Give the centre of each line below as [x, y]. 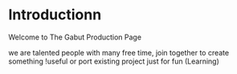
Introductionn [55, 15]
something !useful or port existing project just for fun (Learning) [114, 61]
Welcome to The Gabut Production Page [75, 37]
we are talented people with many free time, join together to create [119, 52]
